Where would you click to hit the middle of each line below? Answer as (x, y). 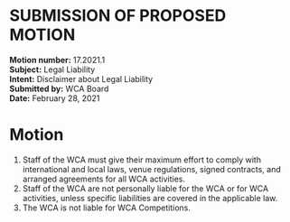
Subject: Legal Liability (52, 69)
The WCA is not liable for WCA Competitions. (107, 208)
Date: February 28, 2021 (55, 98)
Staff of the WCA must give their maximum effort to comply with (142, 160)
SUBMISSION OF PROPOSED (118, 16)
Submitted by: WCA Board (59, 88)
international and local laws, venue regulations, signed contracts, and (152, 169)
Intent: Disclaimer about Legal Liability (81, 79)
